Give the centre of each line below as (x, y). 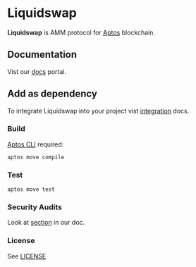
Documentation (42, 55)
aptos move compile (36, 157)
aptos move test (31, 190)
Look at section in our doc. (46, 223)
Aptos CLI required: (36, 144)
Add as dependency (52, 94)
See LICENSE (27, 256)
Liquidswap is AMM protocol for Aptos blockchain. (81, 32)
